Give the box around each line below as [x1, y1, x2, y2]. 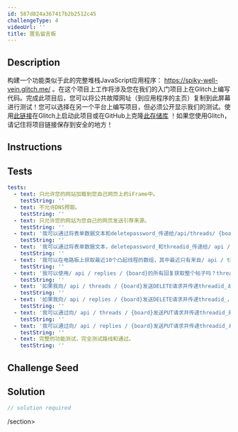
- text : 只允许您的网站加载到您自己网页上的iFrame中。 [13, 191, 159, 198]
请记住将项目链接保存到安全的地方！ [7, 120, 113, 129]
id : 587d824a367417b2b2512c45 [7, 10, 97, 18]
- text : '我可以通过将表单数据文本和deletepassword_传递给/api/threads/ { [13, 230, 222, 237]
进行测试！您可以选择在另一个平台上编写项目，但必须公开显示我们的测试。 [7, 103, 225, 111]
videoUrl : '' [7, 23, 46, 30]
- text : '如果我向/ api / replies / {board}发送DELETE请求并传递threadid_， [13, 296, 232, 303]
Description [7, 56, 60, 68]
